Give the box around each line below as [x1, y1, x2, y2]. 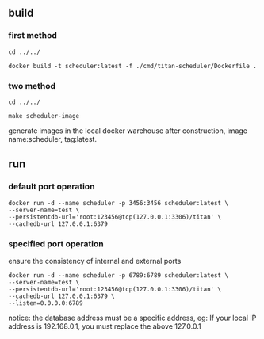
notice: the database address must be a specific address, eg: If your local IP [8, 313, 257, 322]
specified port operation [8, 238, 105, 249]
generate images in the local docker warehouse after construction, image [8, 126, 248, 135]
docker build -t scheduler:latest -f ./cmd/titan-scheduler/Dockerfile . [8, 62, 258, 70]
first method [8, 30, 58, 41]
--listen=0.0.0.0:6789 [8, 299, 83, 307]
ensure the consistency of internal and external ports [8, 256, 182, 265]
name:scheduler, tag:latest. [8, 134, 98, 143]
